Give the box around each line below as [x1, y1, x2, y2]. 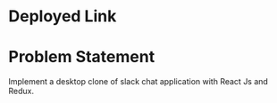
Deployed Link [8, 6, 117, 27]
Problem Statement [8, 47, 155, 67]
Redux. [8, 86, 35, 97]
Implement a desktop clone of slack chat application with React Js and [8, 76, 269, 87]
